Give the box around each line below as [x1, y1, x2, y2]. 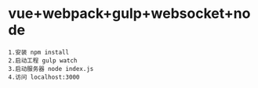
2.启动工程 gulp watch [8, 56, 78, 65]
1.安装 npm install [8, 48, 70, 56]
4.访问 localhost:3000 [8, 73, 80, 81]
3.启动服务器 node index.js [8, 65, 94, 72]
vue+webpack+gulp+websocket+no [8, 5, 251, 23]
